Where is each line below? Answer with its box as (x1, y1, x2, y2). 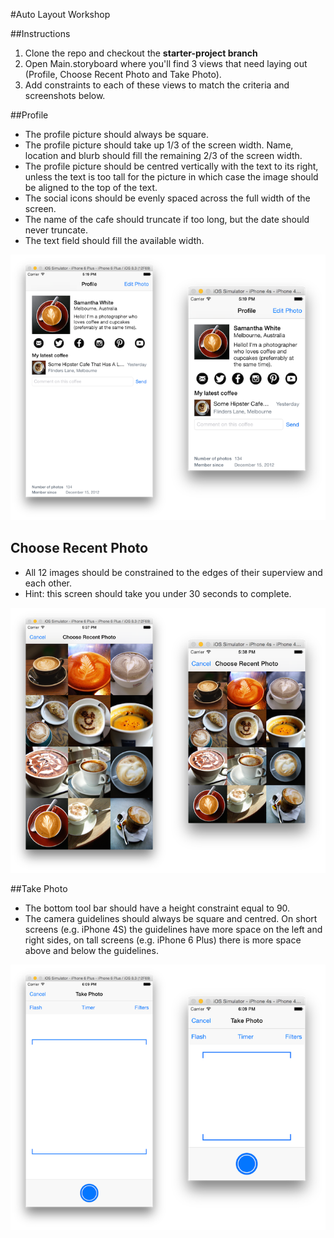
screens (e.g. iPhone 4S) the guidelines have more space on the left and (24, 924, 323, 936)
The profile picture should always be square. (24, 129, 210, 140)
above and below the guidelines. (24, 945, 159, 957)
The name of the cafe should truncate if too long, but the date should (24, 214, 310, 225)
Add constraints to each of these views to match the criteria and (24, 79, 290, 91)
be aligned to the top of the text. (24, 182, 158, 193)
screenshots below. (24, 90, 106, 101)
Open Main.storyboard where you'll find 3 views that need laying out (24, 58, 308, 69)
